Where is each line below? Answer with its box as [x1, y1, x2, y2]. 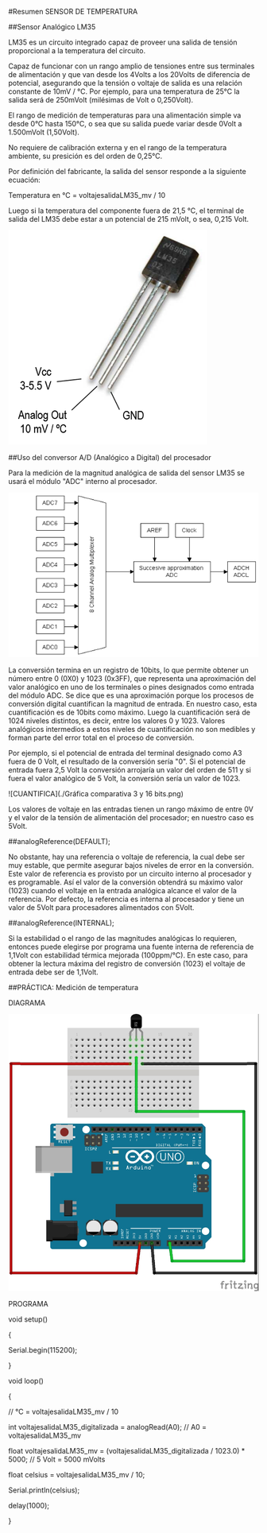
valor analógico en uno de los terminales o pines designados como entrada [8, 683, 254, 692]
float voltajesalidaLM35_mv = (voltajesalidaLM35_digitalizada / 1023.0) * [8, 1446, 246, 1456]
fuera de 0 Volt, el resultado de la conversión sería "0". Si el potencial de [8, 757, 246, 766]
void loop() [8, 1376, 44, 1386]
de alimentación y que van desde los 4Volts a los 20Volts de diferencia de [8, 70, 250, 79]
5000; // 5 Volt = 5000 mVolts [8, 1454, 106, 1465]
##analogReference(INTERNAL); [8, 918, 114, 928]
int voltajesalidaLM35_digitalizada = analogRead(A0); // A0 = [8, 1423, 207, 1432]
